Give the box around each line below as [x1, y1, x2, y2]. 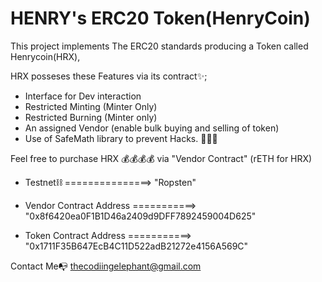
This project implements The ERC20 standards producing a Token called [10, 40, 309, 52]
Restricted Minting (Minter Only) [24, 100, 158, 112]
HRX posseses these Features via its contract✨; [10, 70, 208, 82]
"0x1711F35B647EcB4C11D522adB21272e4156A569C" [24, 240, 249, 252]
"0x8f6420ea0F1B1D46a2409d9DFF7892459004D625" [24, 210, 257, 222]
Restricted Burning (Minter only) [24, 111, 158, 123]
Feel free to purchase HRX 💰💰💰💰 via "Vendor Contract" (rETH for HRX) [10, 152, 313, 164]
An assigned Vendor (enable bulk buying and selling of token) [24, 122, 280, 134]
